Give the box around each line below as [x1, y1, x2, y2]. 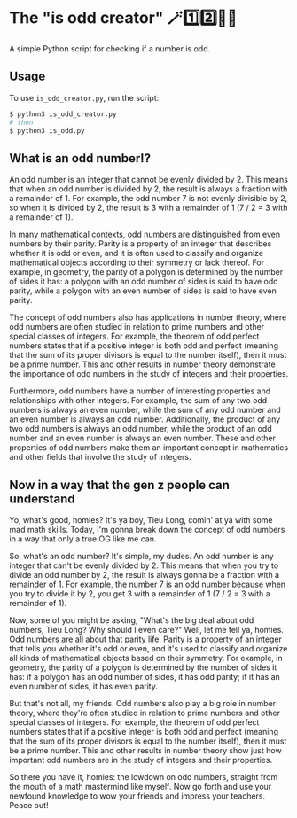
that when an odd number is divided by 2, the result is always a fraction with [9, 183, 288, 194]
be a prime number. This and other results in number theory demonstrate [9, 359, 277, 370]
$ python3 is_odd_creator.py [9, 109, 117, 119]
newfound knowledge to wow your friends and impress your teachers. [9, 791, 266, 801]
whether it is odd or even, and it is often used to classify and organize [9, 248, 264, 259]
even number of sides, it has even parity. [9, 681, 158, 691]
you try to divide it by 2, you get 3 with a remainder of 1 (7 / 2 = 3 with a [9, 588, 270, 599]
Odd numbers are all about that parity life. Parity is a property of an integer [9, 634, 282, 644]
